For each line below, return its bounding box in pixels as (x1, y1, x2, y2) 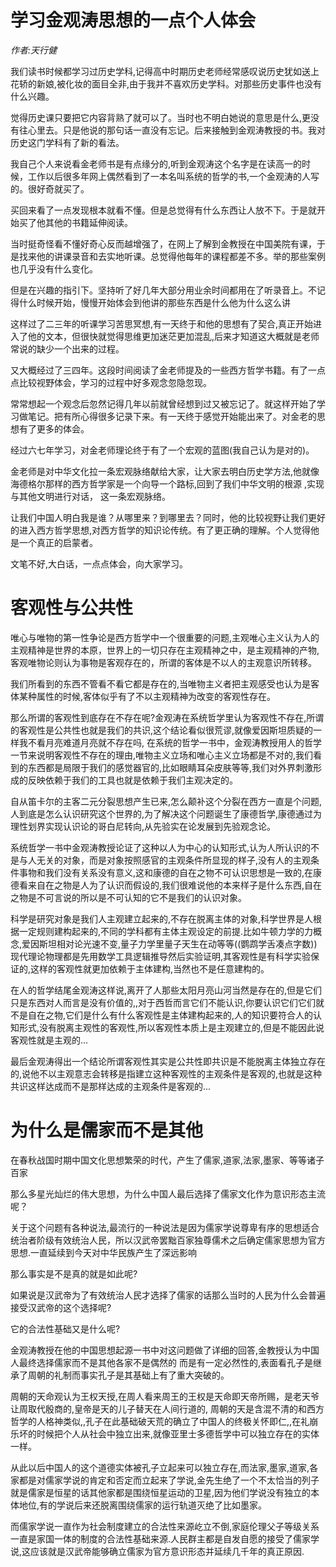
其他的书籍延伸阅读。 (44, 216, 133, 228)
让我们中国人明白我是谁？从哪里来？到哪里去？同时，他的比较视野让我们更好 (10, 511, 326, 523)
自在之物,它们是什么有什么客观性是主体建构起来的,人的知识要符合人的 (27, 1009, 314, 1021)
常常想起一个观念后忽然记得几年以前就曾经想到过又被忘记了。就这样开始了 (10, 397, 317, 410)
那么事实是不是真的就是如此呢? (10, 1267, 138, 1280)
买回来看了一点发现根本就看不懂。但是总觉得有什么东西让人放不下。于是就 (10, 204, 317, 216)
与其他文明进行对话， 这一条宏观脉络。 (10, 490, 171, 502)
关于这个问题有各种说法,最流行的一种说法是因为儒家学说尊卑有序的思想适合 (10, 1221, 320, 1233)
